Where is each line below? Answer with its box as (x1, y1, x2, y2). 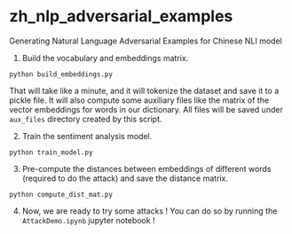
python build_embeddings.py (9, 69, 114, 79)
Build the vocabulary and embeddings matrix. (21, 52, 189, 63)
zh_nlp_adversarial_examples (9, 6, 233, 27)
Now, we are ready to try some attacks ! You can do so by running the (21, 206, 278, 216)
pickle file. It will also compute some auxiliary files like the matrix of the (9, 95, 269, 105)
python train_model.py (9, 148, 93, 157)
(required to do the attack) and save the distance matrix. (21, 173, 229, 183)
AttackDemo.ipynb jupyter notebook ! (21, 214, 155, 225)
